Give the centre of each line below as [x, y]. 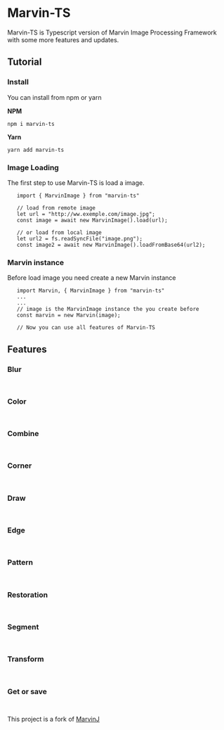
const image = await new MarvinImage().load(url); [92, 220]
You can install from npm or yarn [54, 97]
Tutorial [25, 62]
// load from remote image [56, 208]
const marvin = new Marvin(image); [68, 315]
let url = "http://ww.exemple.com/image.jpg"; [86, 214]
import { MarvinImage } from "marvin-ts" [78, 196]
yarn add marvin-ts [36, 150]
